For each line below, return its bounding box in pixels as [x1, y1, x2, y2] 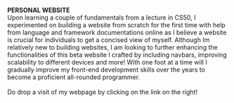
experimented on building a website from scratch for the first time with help [7, 21, 226, 29]
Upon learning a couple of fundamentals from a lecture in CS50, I [7, 13, 196, 22]
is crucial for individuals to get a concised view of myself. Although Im [7, 36, 210, 44]
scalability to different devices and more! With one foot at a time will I [7, 58, 207, 66]
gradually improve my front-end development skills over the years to [7, 66, 206, 74]
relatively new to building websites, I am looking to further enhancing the [7, 43, 218, 51]
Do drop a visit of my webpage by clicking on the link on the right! [7, 88, 198, 96]
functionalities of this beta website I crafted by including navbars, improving [7, 50, 227, 59]
